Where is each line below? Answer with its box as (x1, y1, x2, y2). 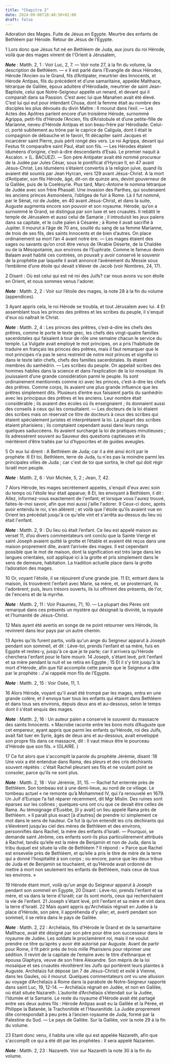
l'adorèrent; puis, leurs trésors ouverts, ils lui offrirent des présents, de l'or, (5, 586, 163, 592)
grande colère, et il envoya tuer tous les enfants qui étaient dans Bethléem (5, 696, 162, 702)
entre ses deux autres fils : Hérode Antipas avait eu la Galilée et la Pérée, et (5, 1001, 164, 1007)
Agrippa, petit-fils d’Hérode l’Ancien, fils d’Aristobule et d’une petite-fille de (5, 116, 163, 122)
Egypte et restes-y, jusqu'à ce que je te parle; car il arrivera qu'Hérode (5, 648, 154, 655)
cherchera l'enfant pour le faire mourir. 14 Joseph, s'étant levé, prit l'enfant (5, 654, 163, 660)
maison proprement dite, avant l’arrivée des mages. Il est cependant (5, 544, 149, 550)
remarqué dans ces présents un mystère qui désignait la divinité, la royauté (5, 607, 163, 613)
